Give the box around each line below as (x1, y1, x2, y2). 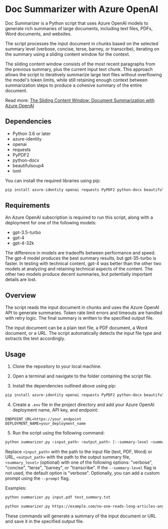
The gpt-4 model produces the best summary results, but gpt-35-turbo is (5, 255, 156, 261)
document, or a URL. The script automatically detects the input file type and (5, 330, 161, 336)
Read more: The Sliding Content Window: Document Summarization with (5, 97, 155, 103)
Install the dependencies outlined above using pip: (12, 383, 116, 389)
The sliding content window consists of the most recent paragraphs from (5, 61, 155, 67)
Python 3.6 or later (12, 130, 51, 137)
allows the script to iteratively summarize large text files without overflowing (5, 71, 162, 77)
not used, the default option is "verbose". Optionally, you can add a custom (5, 470, 160, 476)
